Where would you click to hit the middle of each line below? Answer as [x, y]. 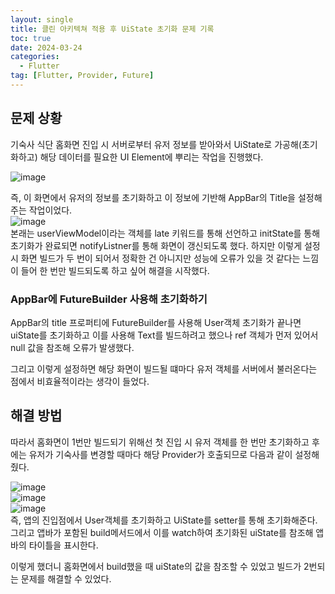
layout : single [42, 19]
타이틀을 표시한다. [63, 545]
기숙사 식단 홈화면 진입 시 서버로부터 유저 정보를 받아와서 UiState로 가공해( [156, 144]
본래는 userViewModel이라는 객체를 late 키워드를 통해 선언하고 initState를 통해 [165, 233]
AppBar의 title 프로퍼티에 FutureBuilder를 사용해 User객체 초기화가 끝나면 [156, 322]
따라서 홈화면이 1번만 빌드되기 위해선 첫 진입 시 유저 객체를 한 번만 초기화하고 [160, 442]
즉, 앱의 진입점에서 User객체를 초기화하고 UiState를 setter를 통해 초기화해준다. [164, 520]
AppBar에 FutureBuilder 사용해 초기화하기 [109, 299]
